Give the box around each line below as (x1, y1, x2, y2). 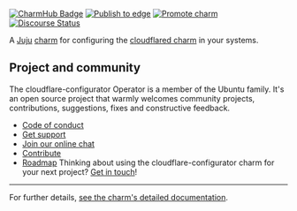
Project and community (9, 60, 141, 75)
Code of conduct (21, 119, 84, 130)
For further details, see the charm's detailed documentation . (9, 192, 228, 202)
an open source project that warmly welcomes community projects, (9, 93, 255, 103)
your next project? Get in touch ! (21, 166, 138, 177)
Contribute (21, 147, 62, 158)
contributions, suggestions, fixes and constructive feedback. (9, 102, 231, 113)
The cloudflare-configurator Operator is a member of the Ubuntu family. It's (9, 84, 285, 94)
